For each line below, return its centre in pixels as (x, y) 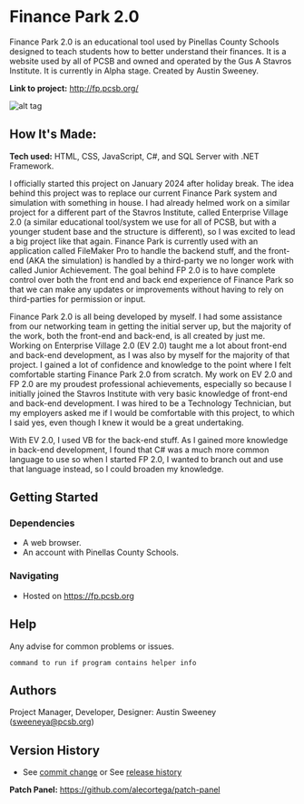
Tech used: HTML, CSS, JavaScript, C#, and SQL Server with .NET (135, 156)
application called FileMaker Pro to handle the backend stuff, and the (138, 250)
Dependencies (42, 523)
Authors (33, 690)
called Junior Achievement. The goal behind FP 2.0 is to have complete (142, 270)
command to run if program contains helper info (103, 663)
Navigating (34, 576)
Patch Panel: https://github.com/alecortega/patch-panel (115, 789)
